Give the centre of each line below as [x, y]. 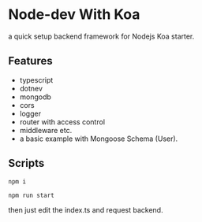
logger [30, 113]
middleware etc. [46, 130]
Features [30, 61]
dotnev [31, 88]
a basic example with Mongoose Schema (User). [99, 139]
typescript [36, 80]
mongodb [35, 97]
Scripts [26, 163]
